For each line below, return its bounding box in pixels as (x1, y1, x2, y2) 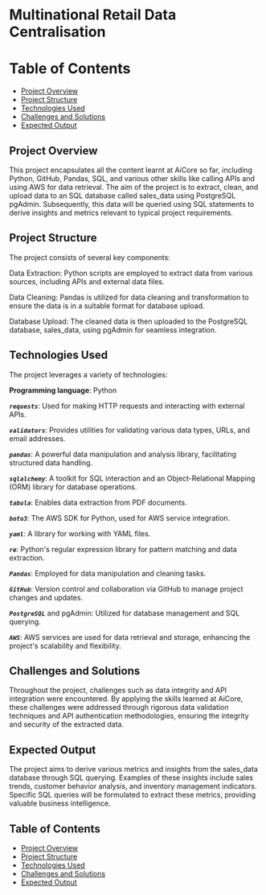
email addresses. (9, 433, 66, 443)
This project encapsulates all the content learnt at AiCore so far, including (9, 165, 252, 175)
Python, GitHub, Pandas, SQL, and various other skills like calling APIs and (9, 173, 256, 183)
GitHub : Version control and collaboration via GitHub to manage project (9, 584, 243, 593)
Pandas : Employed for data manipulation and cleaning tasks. (9, 568, 207, 578)
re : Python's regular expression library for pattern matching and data (9, 544, 238, 554)
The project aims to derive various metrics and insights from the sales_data (9, 765, 258, 774)
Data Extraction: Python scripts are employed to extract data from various (9, 268, 253, 278)
